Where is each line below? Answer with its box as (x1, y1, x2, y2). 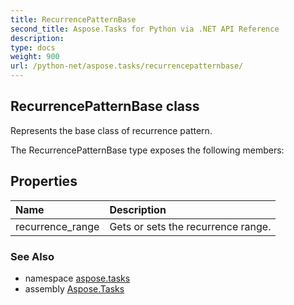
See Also (10, 249, 55, 263)
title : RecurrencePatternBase (10, 14, 137, 25)
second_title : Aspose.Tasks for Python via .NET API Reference (10, 24, 280, 34)
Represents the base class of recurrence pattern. (10, 124, 213, 136)
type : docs (10, 42, 56, 53)
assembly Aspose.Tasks (24, 282, 125, 295)
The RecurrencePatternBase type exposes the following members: (10, 144, 285, 156)
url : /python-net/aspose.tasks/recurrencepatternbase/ (10, 61, 244, 71)
